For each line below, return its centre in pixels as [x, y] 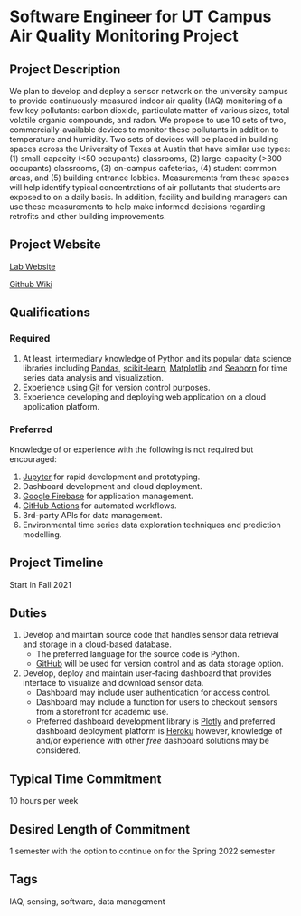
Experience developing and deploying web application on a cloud [144, 397]
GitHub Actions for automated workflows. [99, 506]
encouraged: [33, 458]
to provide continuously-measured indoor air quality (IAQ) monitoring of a [146, 101]
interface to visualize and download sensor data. [113, 683]
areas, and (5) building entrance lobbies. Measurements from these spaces [150, 178]
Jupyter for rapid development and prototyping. [111, 477]
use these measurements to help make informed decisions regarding [137, 207]
